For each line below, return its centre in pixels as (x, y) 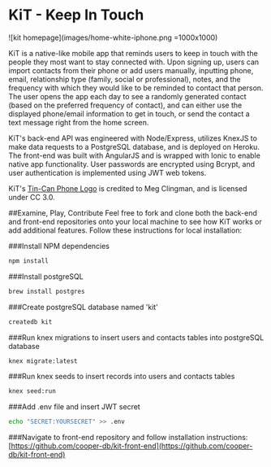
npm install (28, 261)
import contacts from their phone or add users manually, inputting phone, (131, 70)
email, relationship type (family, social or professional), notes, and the (125, 79)
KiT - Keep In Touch (76, 15)
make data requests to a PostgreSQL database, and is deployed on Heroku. (134, 146)
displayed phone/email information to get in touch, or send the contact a (129, 113)
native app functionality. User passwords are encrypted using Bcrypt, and (132, 164)
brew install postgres (47, 291)
